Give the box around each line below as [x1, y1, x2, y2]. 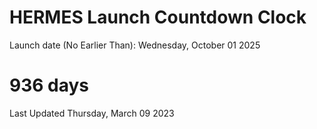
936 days [9, 74, 90, 97]
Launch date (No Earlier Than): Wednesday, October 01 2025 [9, 39, 261, 51]
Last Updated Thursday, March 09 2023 [9, 107, 175, 119]
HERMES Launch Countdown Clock [9, 6, 307, 29]
